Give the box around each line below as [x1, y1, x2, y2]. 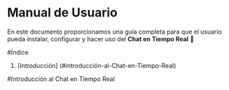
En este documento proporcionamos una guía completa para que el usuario [7, 27, 223, 36]
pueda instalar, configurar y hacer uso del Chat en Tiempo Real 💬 [7, 34, 194, 43]
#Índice [7, 48, 29, 56]
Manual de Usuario [7, 5, 118, 21]
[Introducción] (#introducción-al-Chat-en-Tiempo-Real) [17, 61, 176, 69]
